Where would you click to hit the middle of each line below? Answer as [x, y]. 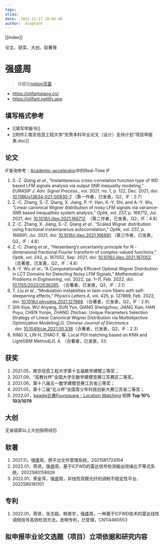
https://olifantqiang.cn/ [35, 94]
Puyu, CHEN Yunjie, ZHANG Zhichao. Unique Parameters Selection [80, 312]
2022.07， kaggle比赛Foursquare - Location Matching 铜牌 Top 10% [81, 395]
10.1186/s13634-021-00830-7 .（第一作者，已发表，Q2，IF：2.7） [78, 196]
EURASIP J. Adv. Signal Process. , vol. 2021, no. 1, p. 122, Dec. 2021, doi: [85, 191]
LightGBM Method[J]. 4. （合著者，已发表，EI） [61, 341]
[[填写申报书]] [26, 128]
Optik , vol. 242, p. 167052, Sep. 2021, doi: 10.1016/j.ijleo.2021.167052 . [82, 257]
